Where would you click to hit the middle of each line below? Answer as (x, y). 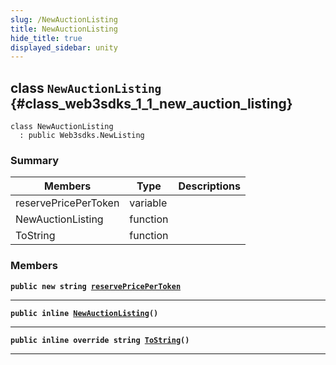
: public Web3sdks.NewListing (82, 136)
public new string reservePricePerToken (96, 286)
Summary (35, 160)
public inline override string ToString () (100, 340)
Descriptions (209, 186)
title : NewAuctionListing (64, 29)
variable (148, 203)
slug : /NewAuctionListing (64, 19)
